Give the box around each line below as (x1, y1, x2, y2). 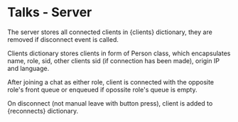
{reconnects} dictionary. (7, 106, 79, 115)
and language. (7, 64, 50, 72)
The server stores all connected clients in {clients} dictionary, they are (7, 28, 213, 36)
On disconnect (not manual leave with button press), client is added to (7, 99, 213, 107)
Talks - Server (7, 4, 92, 21)
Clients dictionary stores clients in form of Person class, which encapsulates (7, 49, 231, 57)
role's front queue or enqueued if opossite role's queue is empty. (7, 85, 198, 94)
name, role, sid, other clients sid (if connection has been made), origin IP (7, 56, 220, 65)
